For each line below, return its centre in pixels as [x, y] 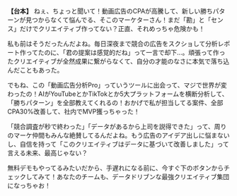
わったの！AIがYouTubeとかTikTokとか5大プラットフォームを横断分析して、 [118, 94]
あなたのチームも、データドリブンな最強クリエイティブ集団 [143, 177]
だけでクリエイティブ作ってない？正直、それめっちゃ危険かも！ [112, 29]
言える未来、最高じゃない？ [48, 153]
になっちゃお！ [29, 185]
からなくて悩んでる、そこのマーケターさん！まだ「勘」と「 [125, 20]
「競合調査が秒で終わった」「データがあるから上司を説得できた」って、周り [117, 127]
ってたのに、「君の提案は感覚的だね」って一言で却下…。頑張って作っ [126, 53]
